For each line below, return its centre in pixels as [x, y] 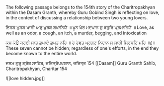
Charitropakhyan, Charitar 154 [37, 69]
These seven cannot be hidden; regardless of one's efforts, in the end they [82, 48]
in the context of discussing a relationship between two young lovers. [77, 18]
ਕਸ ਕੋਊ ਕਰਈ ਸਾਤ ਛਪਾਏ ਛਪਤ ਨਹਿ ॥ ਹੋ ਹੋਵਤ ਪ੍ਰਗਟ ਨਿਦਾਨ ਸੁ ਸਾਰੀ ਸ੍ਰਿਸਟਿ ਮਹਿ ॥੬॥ [81, 43]
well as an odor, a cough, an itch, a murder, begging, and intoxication [76, 33]
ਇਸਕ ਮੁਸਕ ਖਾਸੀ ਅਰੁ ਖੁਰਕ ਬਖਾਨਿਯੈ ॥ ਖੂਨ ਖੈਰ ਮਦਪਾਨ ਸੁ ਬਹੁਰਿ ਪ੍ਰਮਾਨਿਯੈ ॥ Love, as [80, 27]
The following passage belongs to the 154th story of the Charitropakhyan [81, 7]
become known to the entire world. [41, 53]
